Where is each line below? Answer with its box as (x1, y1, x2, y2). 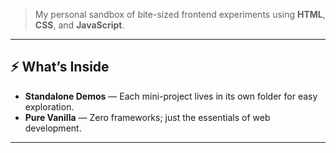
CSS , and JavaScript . (34, 19, 125, 31)
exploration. (24, 100, 75, 113)
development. (24, 122, 82, 134)
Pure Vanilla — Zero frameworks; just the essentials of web (24, 111, 271, 123)
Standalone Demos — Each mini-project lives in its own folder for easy (24, 90, 318, 102)
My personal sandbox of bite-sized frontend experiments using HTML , (34, 9, 326, 20)
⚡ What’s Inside (10, 59, 110, 76)
